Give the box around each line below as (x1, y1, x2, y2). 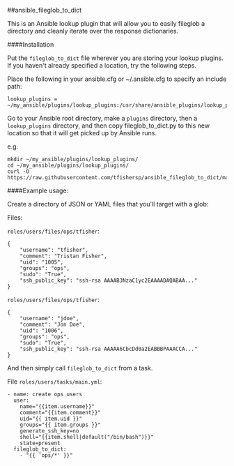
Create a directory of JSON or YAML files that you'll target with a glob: (7, 200, 209, 208)
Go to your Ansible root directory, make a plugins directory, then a (7, 114, 198, 122)
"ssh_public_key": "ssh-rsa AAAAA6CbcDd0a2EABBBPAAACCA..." (19, 345, 198, 352)
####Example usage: (7, 186, 69, 195)
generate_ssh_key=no (19, 428, 79, 435)
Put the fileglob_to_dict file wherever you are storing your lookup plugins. (7, 54, 224, 62)
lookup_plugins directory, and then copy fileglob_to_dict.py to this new (7, 121, 210, 130)
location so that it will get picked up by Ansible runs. (7, 129, 157, 137)
